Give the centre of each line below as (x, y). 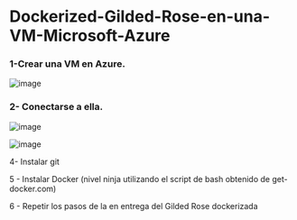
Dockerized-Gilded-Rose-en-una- (140, 17)
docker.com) (33, 188)
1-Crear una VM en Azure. (68, 64)
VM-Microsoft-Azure (90, 36)
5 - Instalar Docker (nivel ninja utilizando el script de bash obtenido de (140, 179)
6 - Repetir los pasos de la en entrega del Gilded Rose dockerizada (134, 206)
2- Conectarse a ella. (56, 107)
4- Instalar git (35, 161)
